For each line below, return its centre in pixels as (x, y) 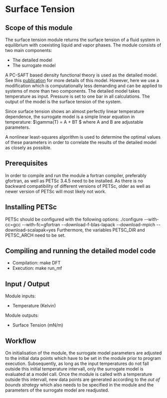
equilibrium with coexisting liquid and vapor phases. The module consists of (83, 45)
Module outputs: (22, 315)
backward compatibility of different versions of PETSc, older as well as (78, 186)
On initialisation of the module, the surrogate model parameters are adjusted (83, 353)
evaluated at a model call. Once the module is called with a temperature (79, 374)
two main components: (29, 50)
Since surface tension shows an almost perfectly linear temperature (75, 111)
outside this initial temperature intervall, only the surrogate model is (74, 369)
